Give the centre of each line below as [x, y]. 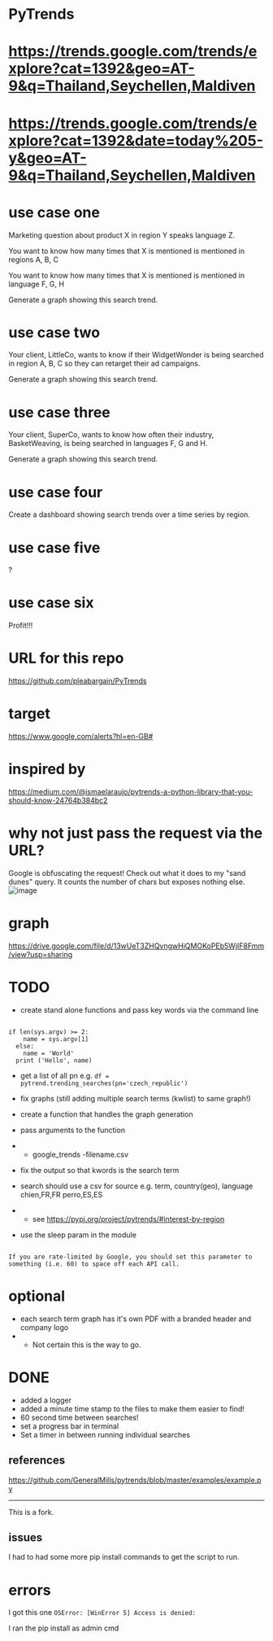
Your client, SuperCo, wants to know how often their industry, [111, 435]
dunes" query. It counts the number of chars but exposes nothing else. [127, 882]
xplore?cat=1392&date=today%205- [136, 140]
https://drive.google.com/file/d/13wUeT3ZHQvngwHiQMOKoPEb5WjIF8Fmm [136, 946]
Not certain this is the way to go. [87, 1345]
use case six [51, 603]
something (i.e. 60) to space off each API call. [94, 1264]
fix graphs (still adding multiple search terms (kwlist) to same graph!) [136, 1098]
